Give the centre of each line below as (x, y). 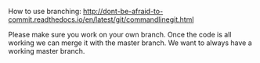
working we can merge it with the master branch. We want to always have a (130, 43)
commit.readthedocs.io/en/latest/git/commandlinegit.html (101, 19)
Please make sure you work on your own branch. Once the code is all (120, 35)
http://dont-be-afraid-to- (123, 11)
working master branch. (47, 51)
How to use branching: (45, 11)
